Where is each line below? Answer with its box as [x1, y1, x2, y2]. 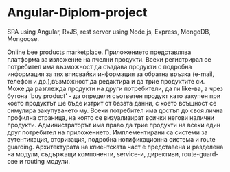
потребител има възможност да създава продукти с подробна [7, 62, 192, 71]
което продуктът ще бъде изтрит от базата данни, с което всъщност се [7, 99, 217, 107]
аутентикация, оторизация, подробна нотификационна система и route [7, 135, 216, 143]
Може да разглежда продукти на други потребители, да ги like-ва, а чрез [7, 84, 223, 93]
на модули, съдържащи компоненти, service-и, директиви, [7, 149, 181, 158]
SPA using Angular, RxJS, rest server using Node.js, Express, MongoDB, [7, 27, 211, 36]
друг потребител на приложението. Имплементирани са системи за [7, 128, 208, 136]
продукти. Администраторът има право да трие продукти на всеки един [7, 121, 221, 129]
